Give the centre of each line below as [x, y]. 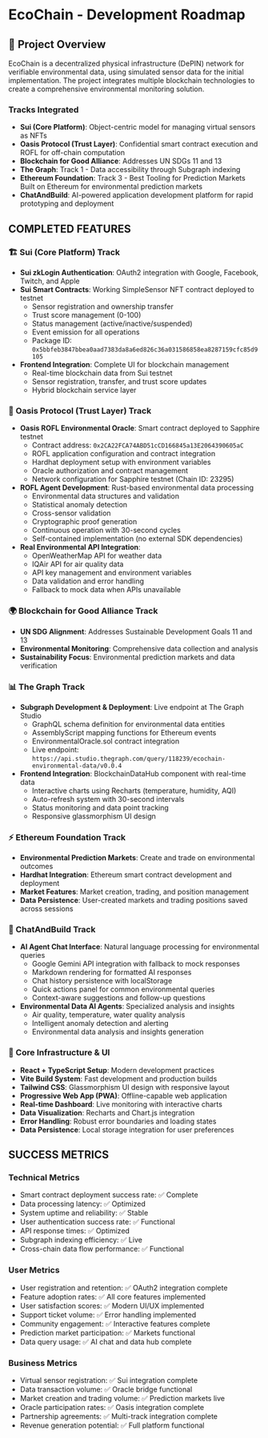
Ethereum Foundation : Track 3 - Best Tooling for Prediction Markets [132, 178]
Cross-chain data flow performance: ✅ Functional [102, 1249]
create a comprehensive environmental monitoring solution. [106, 89]
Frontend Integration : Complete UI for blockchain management [124, 364]
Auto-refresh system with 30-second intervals [108, 799]
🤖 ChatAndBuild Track [52, 930]
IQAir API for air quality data [78, 564]
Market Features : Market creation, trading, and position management [134, 892]
